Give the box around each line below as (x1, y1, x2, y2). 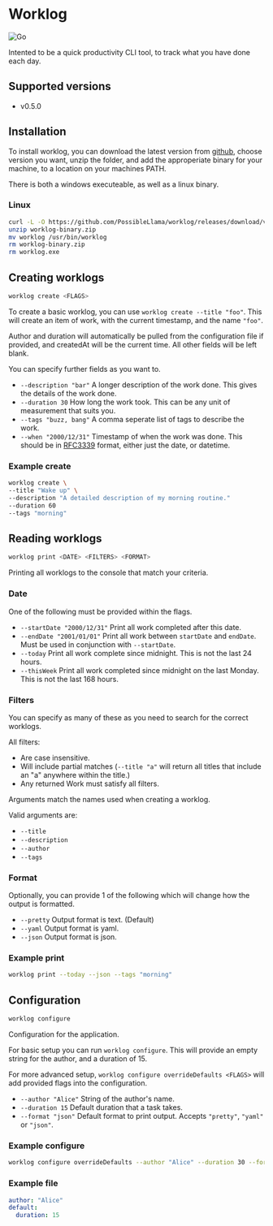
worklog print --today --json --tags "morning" (8, 971, 173, 979)
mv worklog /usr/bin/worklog (8, 233, 107, 241)
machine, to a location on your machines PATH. (8, 163, 167, 173)
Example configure (8, 1140, 85, 1151)
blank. (8, 348, 29, 358)
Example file (8, 1178, 58, 1189)
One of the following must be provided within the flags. (8, 607, 193, 616)
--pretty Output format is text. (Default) (19, 915, 154, 925)
